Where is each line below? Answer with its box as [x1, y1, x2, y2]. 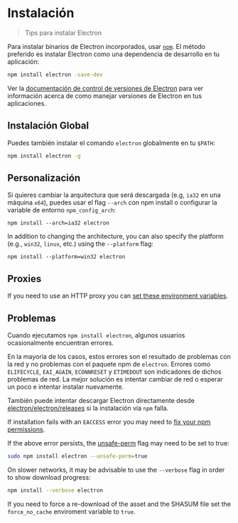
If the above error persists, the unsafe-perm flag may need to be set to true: [7, 438, 229, 447]
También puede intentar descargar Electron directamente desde [7, 396, 195, 404]
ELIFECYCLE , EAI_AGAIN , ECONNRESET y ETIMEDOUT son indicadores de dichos [7, 367, 222, 376]
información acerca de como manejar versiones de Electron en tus [7, 91, 202, 100]
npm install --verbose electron [7, 487, 103, 494]
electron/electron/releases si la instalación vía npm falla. [7, 404, 169, 412]
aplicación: [7, 57, 40, 65]
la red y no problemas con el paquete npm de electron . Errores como [7, 360, 211, 368]
